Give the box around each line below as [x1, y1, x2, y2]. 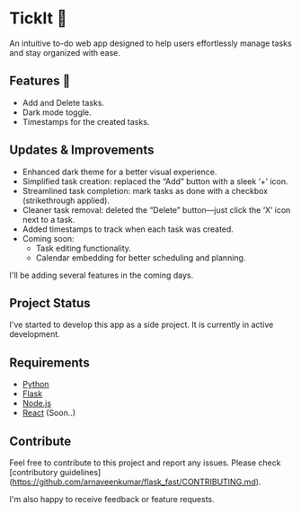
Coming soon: [22, 233, 75, 243]
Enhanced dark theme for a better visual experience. [22, 166, 217, 177]
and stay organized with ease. [9, 47, 121, 57]
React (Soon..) [22, 408, 76, 419]
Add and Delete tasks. [22, 97, 105, 108]
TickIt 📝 [9, 8, 67, 29]
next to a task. [22, 214, 75, 225]
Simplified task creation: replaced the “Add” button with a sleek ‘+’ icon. [22, 175, 288, 187]
